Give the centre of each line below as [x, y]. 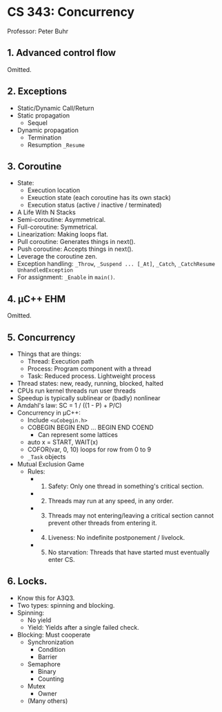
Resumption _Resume [56, 144]
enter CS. [61, 560]
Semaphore [44, 664]
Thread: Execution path [61, 361]
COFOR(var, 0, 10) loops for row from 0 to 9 [89, 449]
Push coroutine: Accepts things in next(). [75, 249]
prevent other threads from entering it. [102, 523]
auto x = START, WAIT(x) [63, 442]
